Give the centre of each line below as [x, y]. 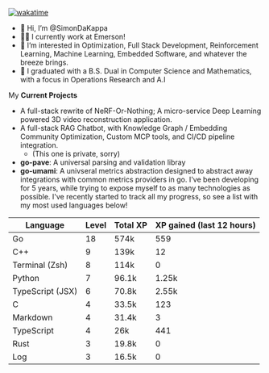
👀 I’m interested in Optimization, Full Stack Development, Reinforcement [139, 45]
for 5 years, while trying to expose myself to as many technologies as [135, 188]
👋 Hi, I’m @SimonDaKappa [64, 28]
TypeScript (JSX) [45, 291]
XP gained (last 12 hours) [205, 225]
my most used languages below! [74, 205]
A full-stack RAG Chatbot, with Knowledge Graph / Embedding [124, 128]
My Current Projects [43, 95]
